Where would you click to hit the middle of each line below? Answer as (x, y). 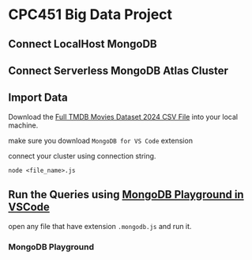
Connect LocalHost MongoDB (83, 44)
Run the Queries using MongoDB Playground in (126, 195)
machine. (23, 125)
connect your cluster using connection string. (82, 155)
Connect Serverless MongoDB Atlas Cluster (118, 70)
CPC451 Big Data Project (90, 15)
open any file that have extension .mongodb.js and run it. (100, 226)
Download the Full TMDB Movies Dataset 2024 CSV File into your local (123, 117)
